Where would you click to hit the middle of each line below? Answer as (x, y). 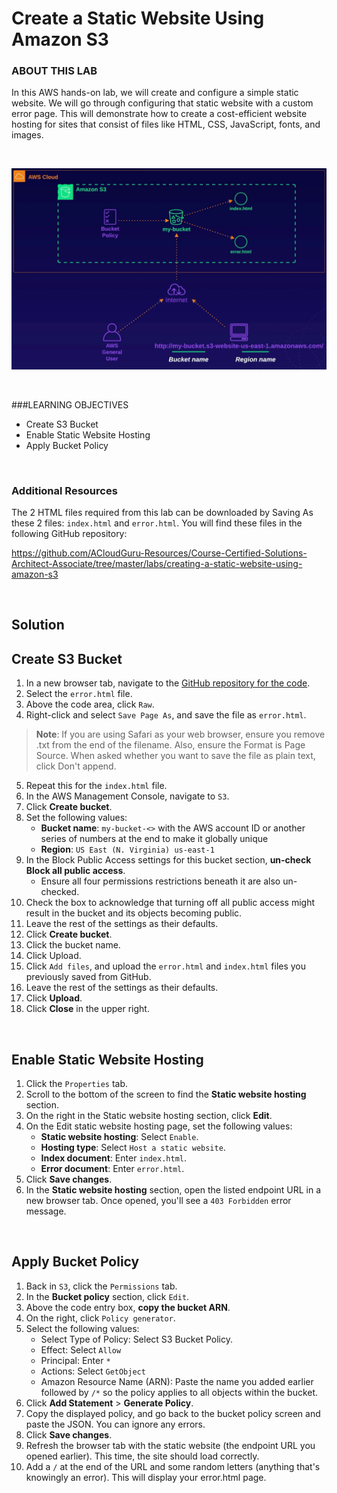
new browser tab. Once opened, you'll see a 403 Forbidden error (158, 1201)
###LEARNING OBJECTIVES (70, 404)
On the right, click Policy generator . (100, 1318)
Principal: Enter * (75, 1360)
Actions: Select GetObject (93, 1371)
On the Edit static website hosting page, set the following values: (159, 1126)
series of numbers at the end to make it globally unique (154, 839)
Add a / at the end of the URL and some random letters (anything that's (173, 1466)
